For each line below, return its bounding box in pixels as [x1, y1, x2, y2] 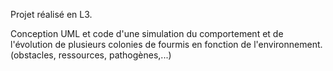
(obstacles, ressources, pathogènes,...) [10, 49, 172, 61]
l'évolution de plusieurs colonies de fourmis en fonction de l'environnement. [10, 39, 323, 50]
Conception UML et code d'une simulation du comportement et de [10, 28, 284, 39]
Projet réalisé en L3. [10, 9, 93, 20]
